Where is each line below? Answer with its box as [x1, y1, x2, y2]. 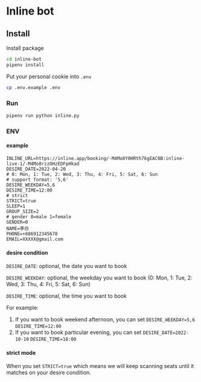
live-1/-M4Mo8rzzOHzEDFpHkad [6, 161, 80, 167]
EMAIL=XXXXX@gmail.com [6, 236, 63, 242]
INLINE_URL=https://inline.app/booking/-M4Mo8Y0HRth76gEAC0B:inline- [6, 155, 185, 161]
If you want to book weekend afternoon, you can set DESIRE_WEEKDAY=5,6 [14, 316, 195, 323]
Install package [6, 44, 44, 52]
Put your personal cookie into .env [6, 73, 92, 80]
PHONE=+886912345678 [6, 230, 59, 237]
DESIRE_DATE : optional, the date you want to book [6, 263, 127, 270]
